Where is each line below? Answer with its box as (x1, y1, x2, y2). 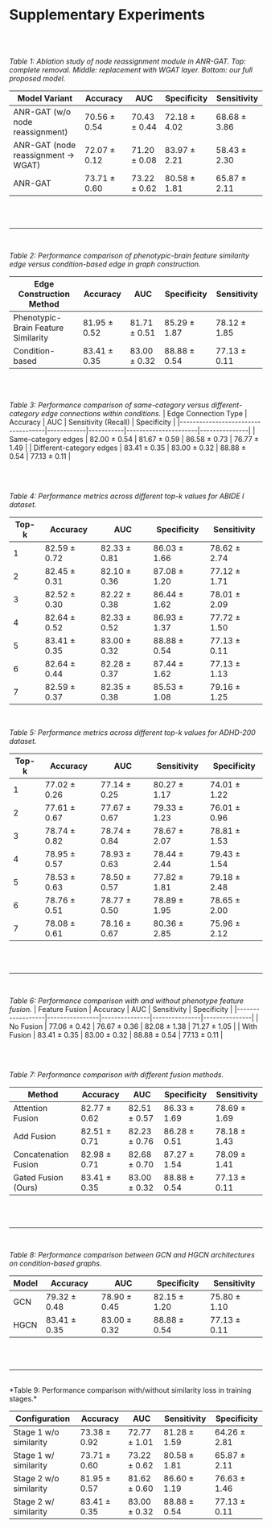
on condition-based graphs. (9, 1258, 103, 1268)
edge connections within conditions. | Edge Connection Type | (40, 408, 248, 418)
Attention (13, 1102, 47, 1113)
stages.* (9, 1394, 38, 1403)
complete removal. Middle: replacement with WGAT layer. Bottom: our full (9, 64, 253, 74)
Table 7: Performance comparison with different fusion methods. (9, 1069, 224, 1080)
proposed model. (9, 73, 66, 83)
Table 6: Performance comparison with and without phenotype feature (9, 996, 244, 1006)
